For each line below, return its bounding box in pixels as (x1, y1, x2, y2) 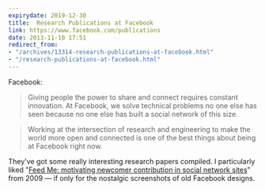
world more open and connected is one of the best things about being (27, 133, 256, 142)
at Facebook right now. (27, 141, 103, 151)
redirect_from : (8, 41, 59, 49)
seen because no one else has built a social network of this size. (27, 109, 239, 118)
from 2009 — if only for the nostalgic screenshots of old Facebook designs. (8, 173, 256, 182)
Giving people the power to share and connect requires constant (27, 92, 239, 102)
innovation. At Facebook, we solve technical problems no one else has (27, 100, 257, 110)
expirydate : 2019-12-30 (8, 11, 87, 20)
